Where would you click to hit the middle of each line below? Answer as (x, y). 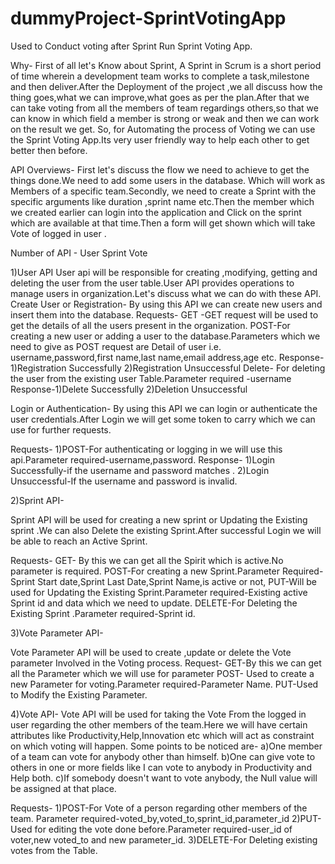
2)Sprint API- (37, 500)
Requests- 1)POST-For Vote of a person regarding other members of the (159, 808)
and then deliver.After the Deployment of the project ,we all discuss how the (166, 86)
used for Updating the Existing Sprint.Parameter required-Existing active (159, 592)
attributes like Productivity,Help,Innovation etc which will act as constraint (162, 735)
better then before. (49, 150)
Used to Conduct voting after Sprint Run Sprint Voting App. (131, 46)
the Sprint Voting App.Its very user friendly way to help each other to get (160, 139)
